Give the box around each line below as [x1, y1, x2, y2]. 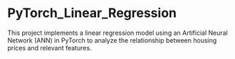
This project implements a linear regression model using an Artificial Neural [7, 28, 228, 37]
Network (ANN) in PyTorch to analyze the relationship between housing [7, 36, 217, 44]
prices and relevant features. [7, 43, 92, 52]
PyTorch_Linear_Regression [7, 5, 177, 21]
